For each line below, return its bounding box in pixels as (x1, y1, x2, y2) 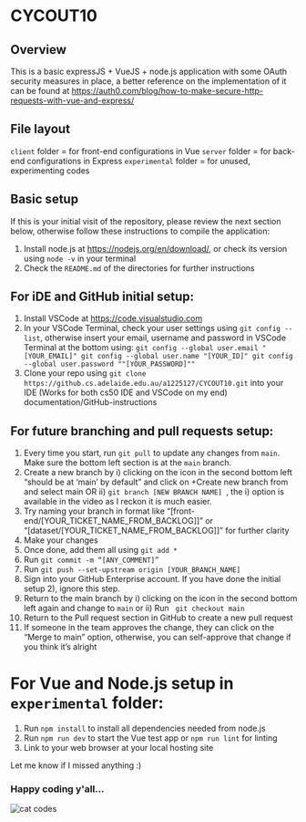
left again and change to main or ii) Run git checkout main (23, 603, 245, 614)
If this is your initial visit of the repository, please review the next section (10, 215, 281, 226)
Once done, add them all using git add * (23, 545, 178, 556)
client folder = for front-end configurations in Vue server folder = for (10, 145, 271, 156)
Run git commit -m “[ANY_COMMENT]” (23, 554, 159, 566)
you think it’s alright (23, 641, 97, 652)
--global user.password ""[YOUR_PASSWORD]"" (23, 359, 196, 369)
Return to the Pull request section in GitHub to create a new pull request (23, 612, 294, 623)
